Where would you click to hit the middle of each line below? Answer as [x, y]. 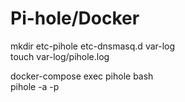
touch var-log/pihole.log [60, 56]
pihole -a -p [35, 86]
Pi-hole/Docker [75, 18]
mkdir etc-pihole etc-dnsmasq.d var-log [93, 46]
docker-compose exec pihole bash [82, 76]
